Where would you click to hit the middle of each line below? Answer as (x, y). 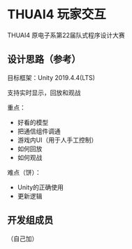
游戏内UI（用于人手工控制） (57, 140)
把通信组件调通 (39, 131)
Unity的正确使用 (41, 187)
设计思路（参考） (44, 59)
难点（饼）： (24, 172)
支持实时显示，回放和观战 (44, 93)
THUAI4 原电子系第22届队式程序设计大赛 (66, 35)
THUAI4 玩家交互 (57, 14)
